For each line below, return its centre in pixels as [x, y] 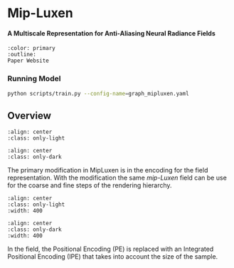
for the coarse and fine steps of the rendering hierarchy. [90, 185]
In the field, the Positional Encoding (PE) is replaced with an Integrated [111, 249]
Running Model [34, 78]
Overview [30, 115]
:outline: [22, 55]
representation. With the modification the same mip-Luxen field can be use [117, 178]
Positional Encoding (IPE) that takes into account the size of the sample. [113, 257]
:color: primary [31, 48]
